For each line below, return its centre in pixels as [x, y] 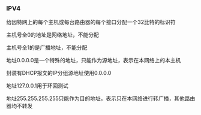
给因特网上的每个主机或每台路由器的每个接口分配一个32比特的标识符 [91, 22]
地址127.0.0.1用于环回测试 [37, 86]
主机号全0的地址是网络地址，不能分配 [52, 35]
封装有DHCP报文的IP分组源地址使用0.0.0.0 [59, 73]
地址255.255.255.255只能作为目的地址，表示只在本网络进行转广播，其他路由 [101, 99]
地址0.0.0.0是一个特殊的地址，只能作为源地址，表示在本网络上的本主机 [94, 60]
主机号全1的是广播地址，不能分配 [47, 48]
